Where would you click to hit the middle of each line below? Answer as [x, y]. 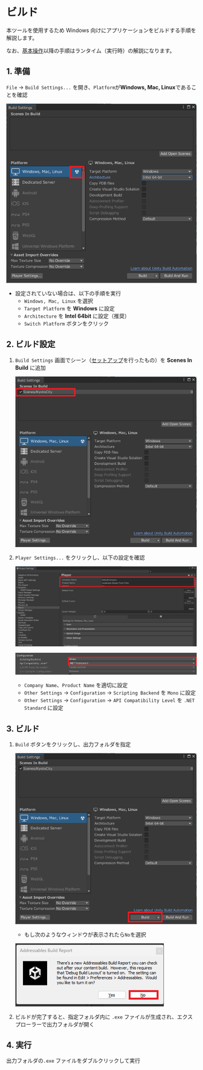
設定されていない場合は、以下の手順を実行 [68, 293]
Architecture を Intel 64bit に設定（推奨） [77, 316]
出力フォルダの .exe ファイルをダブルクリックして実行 [73, 1061]
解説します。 [22, 37]
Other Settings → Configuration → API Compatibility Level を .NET [109, 700]
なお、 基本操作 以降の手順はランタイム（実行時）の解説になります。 [91, 50]
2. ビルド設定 [31, 344]
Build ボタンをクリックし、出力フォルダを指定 [73, 745]
